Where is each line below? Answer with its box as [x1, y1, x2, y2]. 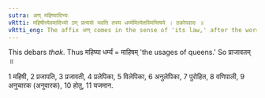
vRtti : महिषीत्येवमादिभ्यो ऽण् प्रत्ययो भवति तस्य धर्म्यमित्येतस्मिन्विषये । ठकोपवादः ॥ [8, 19, 203, 27]
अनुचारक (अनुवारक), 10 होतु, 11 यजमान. [8, 81, 114, 90]
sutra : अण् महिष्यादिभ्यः [8, 11, 69, 20]
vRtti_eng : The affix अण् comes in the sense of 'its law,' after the [8, 26, 242, 34]
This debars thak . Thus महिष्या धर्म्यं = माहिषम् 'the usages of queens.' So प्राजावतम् [8, 48, 251, 57]
